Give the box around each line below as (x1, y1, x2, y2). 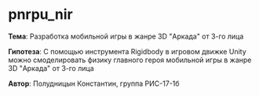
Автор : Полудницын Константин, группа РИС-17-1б (8, 79, 180, 88)
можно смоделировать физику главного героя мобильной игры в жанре (8, 55, 252, 65)
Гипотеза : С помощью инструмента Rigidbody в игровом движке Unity (8, 46, 247, 56)
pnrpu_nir (8, 6, 73, 24)
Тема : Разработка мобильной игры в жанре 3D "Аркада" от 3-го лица (8, 31, 244, 41)
